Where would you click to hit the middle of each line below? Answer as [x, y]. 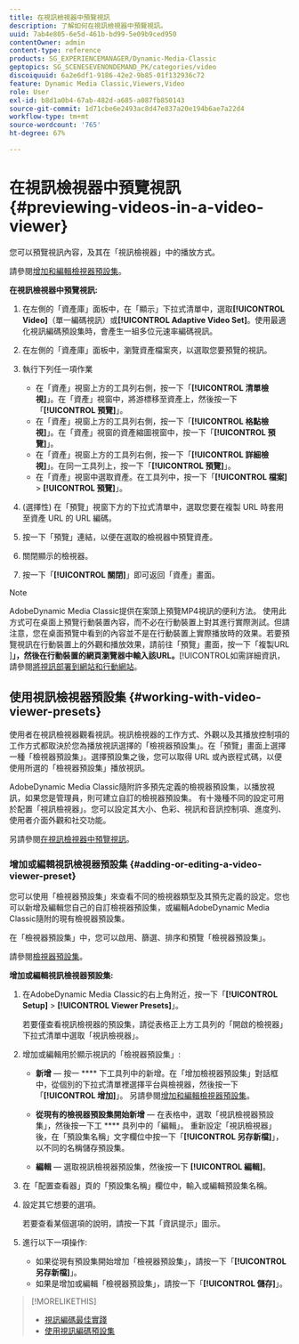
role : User [29, 92]
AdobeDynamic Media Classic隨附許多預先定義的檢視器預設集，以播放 [138, 786]
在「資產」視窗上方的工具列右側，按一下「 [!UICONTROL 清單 [148, 387]
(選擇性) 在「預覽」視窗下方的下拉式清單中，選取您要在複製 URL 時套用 [153, 506]
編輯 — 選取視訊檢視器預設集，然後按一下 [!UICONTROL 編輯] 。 [153, 1166]
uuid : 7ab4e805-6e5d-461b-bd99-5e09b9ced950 [93, 34]
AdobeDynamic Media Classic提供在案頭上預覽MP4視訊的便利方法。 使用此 [148, 611]
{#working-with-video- [195, 697]
